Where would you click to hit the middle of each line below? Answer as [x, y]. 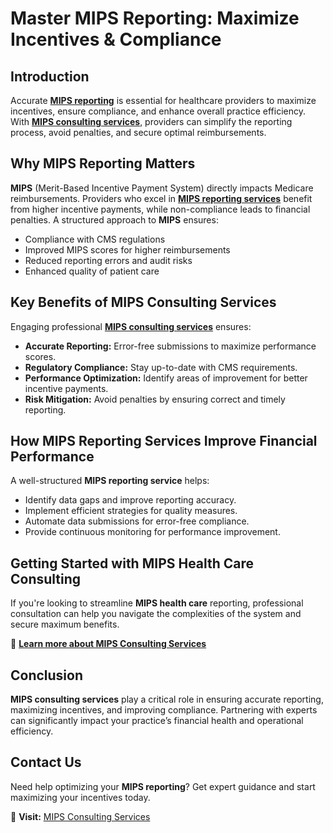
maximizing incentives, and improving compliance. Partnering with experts [164, 710]
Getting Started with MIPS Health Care [132, 563]
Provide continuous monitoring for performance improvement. [152, 532]
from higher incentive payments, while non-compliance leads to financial [160, 209]
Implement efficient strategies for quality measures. [131, 511]
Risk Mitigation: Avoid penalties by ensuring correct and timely [155, 399]
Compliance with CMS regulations [95, 239]
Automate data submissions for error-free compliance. [137, 521]
